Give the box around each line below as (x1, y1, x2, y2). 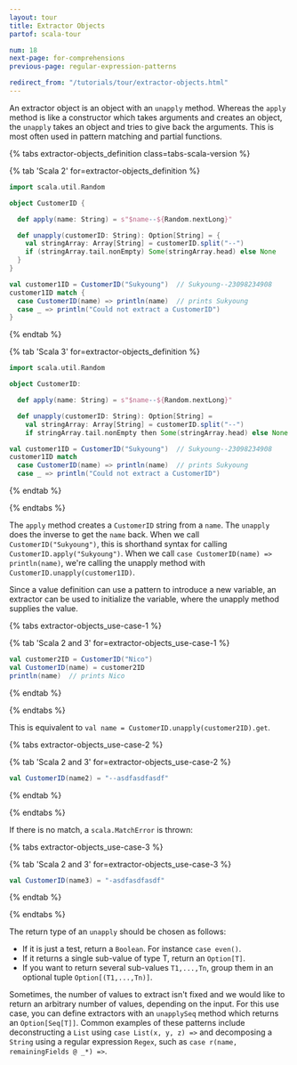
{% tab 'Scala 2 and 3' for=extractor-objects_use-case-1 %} (9, 638, 230, 648)
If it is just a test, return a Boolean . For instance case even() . (21, 944, 242, 955)
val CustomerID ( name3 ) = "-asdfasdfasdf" (9, 875, 165, 885)
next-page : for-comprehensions (9, 54, 125, 63)
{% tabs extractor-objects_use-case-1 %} (9, 620, 162, 631)
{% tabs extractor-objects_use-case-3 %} (9, 842, 164, 852)
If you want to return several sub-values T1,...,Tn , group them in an (21, 963, 274, 973)
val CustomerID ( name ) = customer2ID (9, 663, 145, 672)
